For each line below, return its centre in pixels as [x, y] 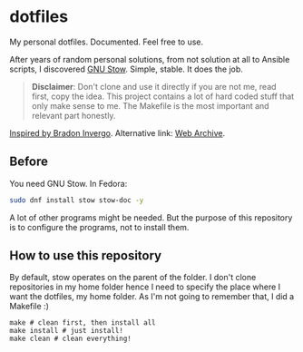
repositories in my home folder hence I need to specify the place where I [145, 287]
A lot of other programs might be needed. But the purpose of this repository [151, 217]
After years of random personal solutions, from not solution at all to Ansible [150, 59]
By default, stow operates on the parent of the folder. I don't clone [133, 278]
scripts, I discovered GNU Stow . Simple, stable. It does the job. [126, 69]
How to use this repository [86, 256]
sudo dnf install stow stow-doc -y [77, 200]
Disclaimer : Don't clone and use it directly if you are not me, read [154, 86]
